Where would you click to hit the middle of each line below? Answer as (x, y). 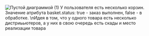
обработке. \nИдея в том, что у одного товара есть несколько (71, 18)
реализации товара (25, 28)
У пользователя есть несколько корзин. (102, 8)
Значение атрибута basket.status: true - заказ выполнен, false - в (74, 13)
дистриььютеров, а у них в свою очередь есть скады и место (71, 23)
